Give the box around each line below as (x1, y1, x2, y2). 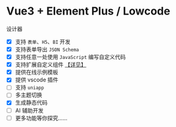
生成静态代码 (15, 99, 48, 106)
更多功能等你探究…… (15, 114, 68, 122)
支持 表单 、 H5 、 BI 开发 (15, 38, 71, 45)
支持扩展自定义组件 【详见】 (15, 61, 86, 68)
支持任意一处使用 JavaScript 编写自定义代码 (15, 53, 126, 61)
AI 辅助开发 (15, 106, 44, 114)
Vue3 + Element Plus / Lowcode (6, 4, 171, 18)
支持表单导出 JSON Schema (15, 46, 79, 53)
